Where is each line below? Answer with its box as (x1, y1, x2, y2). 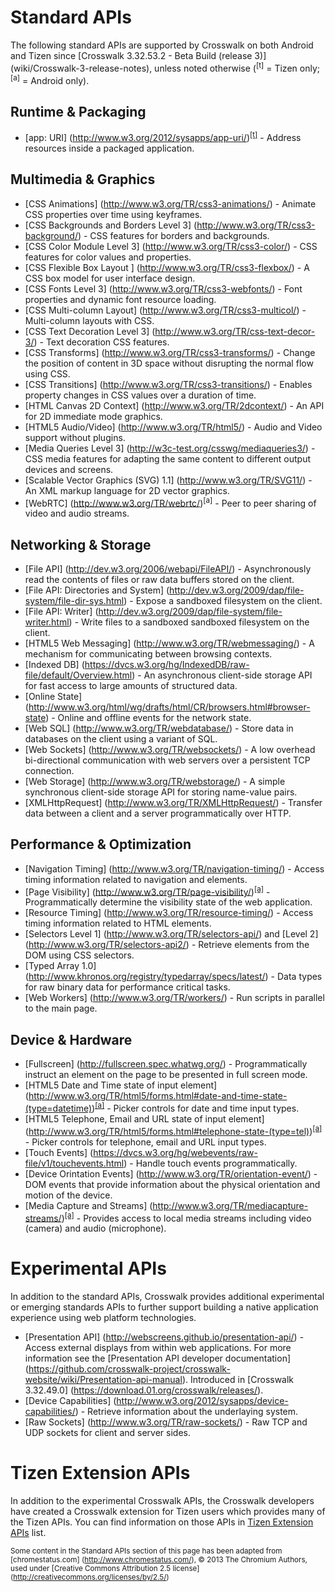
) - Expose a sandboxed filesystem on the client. (123, 595, 323, 606)
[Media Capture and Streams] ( (24, 1199, 153, 1211)
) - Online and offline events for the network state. (45, 712, 252, 723)
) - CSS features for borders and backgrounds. (77, 229, 270, 241)
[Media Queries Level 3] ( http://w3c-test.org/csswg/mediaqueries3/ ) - (24, 442, 316, 454)
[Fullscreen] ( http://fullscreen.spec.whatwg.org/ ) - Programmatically (24, 1058, 308, 1070)
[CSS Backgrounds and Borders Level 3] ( (24, 219, 198, 231)
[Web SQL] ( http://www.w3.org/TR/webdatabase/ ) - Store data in (24, 722, 294, 734)
